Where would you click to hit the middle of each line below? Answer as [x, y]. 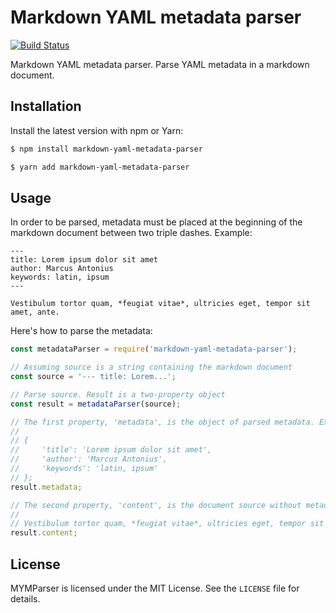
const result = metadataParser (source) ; [96, 404]
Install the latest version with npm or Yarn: [97, 130]
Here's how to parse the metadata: [81, 331]
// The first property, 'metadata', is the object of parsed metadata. [162, 422]
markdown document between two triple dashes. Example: [131, 233]
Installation [46, 106]
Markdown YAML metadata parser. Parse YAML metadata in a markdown [160, 64]
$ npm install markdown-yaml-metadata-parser [106, 149]
